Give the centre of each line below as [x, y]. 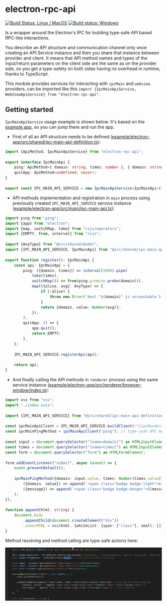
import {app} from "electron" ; [38, 223]
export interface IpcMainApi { [38, 162]
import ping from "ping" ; [32, 218]
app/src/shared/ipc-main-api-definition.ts [55, 142]
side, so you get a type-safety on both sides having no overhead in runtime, [83, 69]
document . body [29, 516]
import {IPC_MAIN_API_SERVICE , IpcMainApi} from [56, 250]
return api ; [26, 365]
